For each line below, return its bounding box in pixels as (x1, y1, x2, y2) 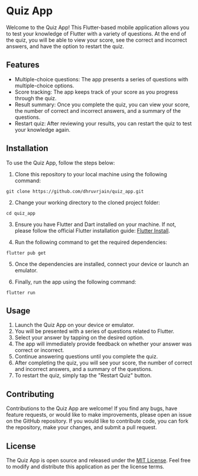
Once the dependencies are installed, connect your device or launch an (14, 260, 189, 268)
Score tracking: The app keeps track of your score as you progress (14, 88, 178, 96)
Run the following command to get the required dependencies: (14, 239, 167, 246)
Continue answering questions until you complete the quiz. (14, 353, 158, 360)
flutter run (6, 290, 35, 296)
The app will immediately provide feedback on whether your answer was (14, 340, 192, 348)
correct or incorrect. (14, 347, 64, 354)
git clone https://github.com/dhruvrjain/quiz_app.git (6, 188, 144, 194)
